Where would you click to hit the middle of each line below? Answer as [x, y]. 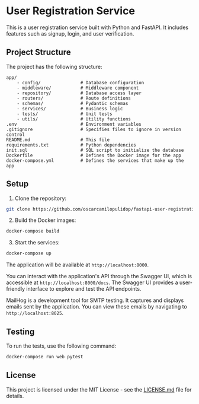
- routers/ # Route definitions [74, 98]
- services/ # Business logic [70, 109]
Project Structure [38, 53]
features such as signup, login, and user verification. [70, 33]
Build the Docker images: [45, 220]
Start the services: [37, 243]
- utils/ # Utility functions [74, 119]
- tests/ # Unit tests [65, 114]
